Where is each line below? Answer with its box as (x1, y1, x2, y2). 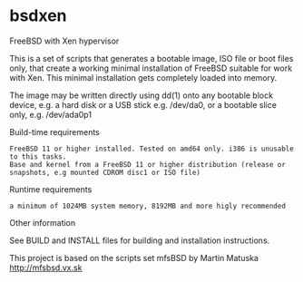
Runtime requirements (9, 183, 93, 195)
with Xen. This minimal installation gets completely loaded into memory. (9, 72, 278, 83)
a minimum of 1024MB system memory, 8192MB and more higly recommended (9, 201, 286, 210)
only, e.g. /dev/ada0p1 (9, 109, 93, 120)
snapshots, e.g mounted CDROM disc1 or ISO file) (9, 168, 201, 177)
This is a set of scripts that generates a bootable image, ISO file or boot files (9, 53, 294, 63)
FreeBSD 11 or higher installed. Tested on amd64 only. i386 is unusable (9, 144, 295, 153)
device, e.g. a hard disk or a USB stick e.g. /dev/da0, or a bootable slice (9, 99, 277, 110)
